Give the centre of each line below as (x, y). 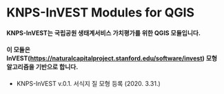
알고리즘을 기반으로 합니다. (42, 67)
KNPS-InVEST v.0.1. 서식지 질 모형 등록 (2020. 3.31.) (89, 83)
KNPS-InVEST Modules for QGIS (100, 13)
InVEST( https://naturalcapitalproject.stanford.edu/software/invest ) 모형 (112, 58)
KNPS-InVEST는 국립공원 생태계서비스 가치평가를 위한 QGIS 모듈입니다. (104, 33)
